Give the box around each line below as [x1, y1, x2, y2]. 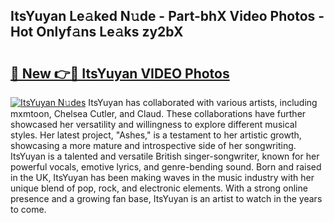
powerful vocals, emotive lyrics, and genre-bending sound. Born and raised [10, 161, 322, 173]
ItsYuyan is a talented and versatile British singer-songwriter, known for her [10, 150, 320, 162]
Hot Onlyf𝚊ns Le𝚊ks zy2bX [10, 24, 184, 41]
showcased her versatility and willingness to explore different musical [10, 119, 298, 130]
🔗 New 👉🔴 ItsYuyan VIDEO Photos [10, 65, 230, 82]
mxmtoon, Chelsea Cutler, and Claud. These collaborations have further [10, 108, 307, 119]
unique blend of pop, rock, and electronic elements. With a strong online [10, 182, 308, 194]
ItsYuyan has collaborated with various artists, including [88, 97, 318, 108]
